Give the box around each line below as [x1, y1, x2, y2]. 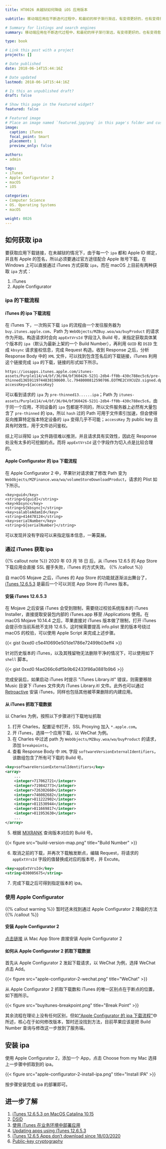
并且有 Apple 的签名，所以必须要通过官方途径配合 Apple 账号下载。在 [5, 256, 147, 262]
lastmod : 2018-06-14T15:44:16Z [5, 79, 70, 84]
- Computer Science [5, 198, 45, 203]
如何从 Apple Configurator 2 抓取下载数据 [5, 948, 90, 954]
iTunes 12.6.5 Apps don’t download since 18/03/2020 [12, 1133, 121, 1139]
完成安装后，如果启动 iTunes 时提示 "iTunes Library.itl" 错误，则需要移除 [5, 676, 152, 683]
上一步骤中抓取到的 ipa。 [5, 1061, 56, 1067]
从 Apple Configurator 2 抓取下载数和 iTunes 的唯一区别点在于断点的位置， [5, 986, 157, 992]
